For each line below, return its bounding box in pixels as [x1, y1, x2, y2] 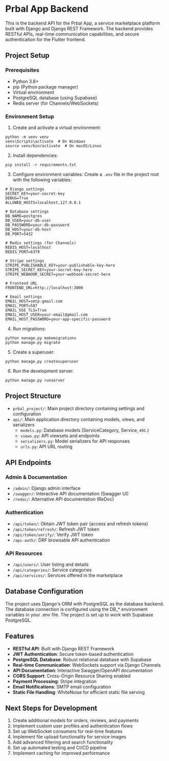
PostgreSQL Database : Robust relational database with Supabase [12, 656, 152, 663]
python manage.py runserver [5, 378, 65, 383]
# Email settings [5, 294, 42, 299]
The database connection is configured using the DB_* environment [5, 606, 148, 612]
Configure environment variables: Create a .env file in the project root [12, 171, 159, 177]
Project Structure [5, 392, 61, 400]
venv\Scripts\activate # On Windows [5, 139, 86, 144]
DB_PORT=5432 [5, 231, 33, 236]
